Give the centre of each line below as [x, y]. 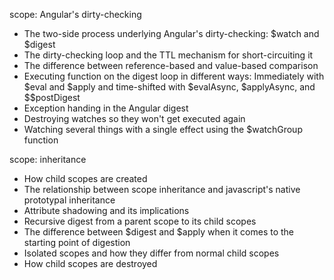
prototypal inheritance [69, 200]
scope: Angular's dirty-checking [75, 14]
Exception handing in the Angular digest [106, 108]
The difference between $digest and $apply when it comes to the [159, 232]
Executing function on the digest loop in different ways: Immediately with [174, 76]
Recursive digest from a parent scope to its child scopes [140, 221]
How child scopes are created [85, 178]
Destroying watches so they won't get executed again [134, 118]
